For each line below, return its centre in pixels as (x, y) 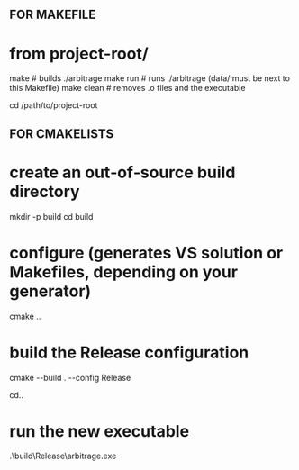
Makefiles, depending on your (124, 271)
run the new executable (100, 431)
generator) (50, 291)
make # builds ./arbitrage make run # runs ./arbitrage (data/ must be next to (150, 78)
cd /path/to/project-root (54, 105)
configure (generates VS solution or (146, 253)
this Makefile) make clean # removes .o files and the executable (127, 88)
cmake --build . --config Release (70, 377)
